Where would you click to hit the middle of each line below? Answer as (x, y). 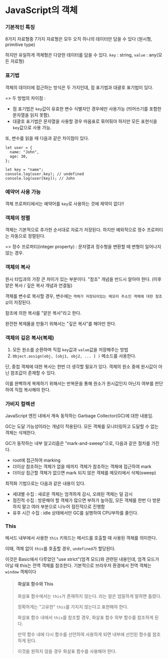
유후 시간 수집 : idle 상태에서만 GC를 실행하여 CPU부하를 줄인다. (75, 513)
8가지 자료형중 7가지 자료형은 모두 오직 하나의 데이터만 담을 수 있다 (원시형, (79, 39)
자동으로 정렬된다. (28, 236)
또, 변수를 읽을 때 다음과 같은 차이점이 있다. (47, 138)
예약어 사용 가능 (23, 192)
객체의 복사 (18, 267)
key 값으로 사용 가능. (32, 127)
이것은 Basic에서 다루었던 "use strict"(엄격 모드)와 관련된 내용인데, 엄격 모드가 (82, 559)
